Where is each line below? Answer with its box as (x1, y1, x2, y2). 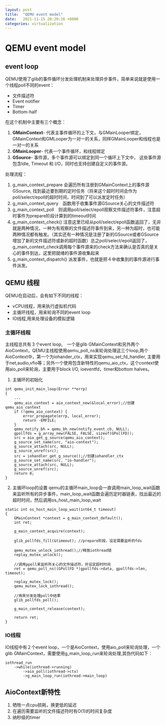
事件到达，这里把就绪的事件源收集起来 (21, 250, 100, 256)
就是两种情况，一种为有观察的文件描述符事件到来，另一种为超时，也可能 (12, 225, 160, 231)
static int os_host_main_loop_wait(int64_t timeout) (5, 507, 116, 512)
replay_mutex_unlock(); (14, 552, 63, 558)
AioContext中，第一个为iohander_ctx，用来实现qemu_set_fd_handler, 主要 (5, 354, 156, 360)
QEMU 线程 (5, 279, 40, 287)
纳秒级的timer (12, 715, 41, 721)
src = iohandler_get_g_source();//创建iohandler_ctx (14, 454, 124, 459)
